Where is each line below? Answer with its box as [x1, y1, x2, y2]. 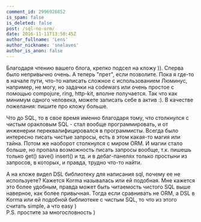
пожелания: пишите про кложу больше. [6, 103, 108, 110]
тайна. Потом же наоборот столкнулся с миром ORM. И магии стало [6, 139, 183, 147]
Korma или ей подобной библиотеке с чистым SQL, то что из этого [6, 196, 177, 203]
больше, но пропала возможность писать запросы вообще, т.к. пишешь [6, 146, 192, 153]
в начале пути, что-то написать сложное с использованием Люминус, [6, 77, 188, 84]
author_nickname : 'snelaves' [6, 43, 79, 49]
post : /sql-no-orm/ [6, 25, 55, 32]
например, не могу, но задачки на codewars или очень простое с [6, 83, 175, 91]
